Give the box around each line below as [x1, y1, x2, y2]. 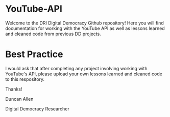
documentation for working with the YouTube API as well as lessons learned [5, 25, 165, 31]
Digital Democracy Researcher [5, 105, 70, 112]
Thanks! [5, 86, 22, 92]
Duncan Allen [5, 96, 34, 102]
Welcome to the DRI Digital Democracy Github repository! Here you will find [5, 20, 164, 26]
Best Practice [5, 49, 63, 60]
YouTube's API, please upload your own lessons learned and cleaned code [5, 71, 162, 77]
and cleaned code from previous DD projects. [5, 31, 101, 37]
